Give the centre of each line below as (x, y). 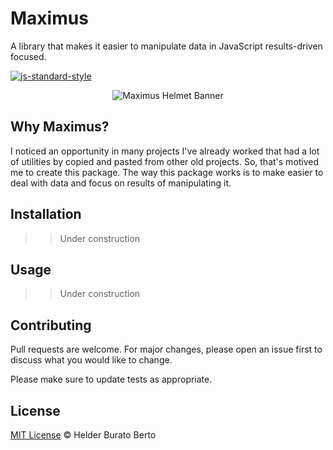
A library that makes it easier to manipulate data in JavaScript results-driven (166, 46)
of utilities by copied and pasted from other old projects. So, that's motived (165, 161)
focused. (28, 56)
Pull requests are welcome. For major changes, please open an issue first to (166, 349)
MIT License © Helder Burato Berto (83, 435)
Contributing (51, 325)
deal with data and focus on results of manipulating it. (121, 183)
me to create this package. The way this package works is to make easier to (167, 172)
